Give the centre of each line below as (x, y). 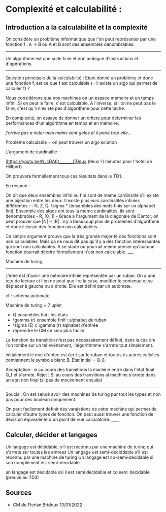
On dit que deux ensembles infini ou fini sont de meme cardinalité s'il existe (82, 195)
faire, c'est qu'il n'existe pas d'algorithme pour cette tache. (65, 108)
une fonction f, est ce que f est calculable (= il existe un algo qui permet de (82, 83)
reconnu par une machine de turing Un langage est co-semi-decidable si (80, 457)
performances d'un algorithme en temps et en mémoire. (63, 123)
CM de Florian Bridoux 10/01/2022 (48, 505)
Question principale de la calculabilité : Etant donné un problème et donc (79, 78)
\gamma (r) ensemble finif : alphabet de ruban (59, 320)
